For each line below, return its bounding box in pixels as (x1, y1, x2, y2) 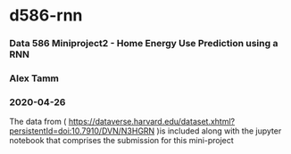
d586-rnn (9, 5, 83, 26)
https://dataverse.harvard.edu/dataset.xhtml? (68, 117, 235, 127)
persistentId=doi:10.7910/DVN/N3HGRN (9, 126, 155, 136)
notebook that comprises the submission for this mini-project (9, 135, 234, 146)
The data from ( (9, 117, 67, 127)
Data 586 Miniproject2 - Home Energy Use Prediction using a (9, 37, 279, 50)
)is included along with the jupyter (156, 126, 282, 136)
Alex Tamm (9, 72, 60, 85)
